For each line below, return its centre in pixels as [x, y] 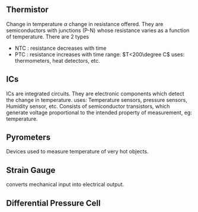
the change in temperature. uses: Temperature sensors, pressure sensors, [97, 99]
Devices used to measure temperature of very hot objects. [77, 152]
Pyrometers [28, 138]
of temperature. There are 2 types [48, 36]
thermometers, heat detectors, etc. [58, 60]
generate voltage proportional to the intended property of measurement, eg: [99, 113]
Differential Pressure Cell [53, 203]
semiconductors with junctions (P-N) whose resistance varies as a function [98, 30]
